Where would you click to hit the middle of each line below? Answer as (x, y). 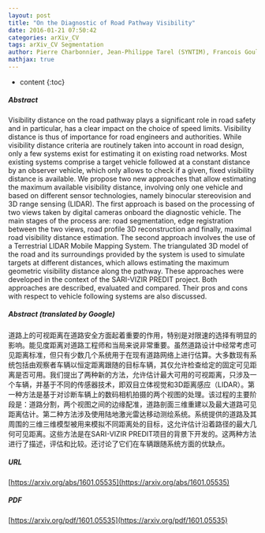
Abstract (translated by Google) (62, 314)
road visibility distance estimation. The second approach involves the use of (132, 237)
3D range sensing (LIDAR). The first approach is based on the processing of (131, 204)
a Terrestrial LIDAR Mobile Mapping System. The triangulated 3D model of (129, 246)
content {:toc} (42, 82)
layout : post (30, 15)
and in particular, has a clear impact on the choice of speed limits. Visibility (130, 128)
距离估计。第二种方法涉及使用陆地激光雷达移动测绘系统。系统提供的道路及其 (132, 414)
